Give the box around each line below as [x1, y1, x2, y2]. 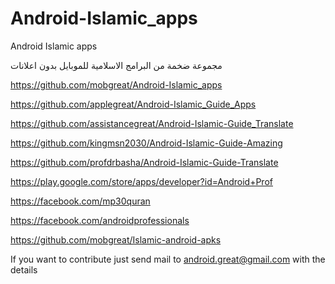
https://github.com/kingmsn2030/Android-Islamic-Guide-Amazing [10, 137, 283, 149]
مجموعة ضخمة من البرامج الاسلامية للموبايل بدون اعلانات [10, 59, 223, 71]
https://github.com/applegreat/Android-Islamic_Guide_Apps [10, 98, 257, 110]
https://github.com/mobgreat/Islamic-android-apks [10, 233, 222, 246]
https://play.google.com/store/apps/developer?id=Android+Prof [10, 175, 273, 187]
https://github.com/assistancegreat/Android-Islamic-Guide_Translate [10, 117, 294, 129]
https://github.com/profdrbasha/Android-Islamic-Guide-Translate [10, 156, 279, 168]
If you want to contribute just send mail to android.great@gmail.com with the [10, 253, 326, 265]
